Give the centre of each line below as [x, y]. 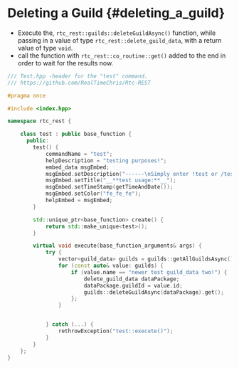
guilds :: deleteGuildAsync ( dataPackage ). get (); [154, 292]
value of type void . [45, 48]
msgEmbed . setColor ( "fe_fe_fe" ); [93, 194]
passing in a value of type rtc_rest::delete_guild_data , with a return [119, 40]
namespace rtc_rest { [39, 121]
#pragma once [27, 95]
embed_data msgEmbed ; [78, 167]
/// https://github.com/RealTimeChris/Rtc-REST [79, 83]
